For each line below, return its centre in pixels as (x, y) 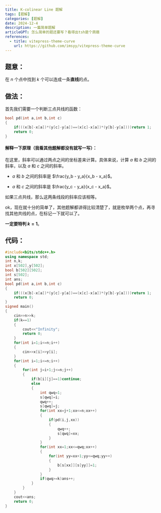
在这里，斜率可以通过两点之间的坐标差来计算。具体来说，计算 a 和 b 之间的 (80, 159)
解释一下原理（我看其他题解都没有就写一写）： (51, 148)
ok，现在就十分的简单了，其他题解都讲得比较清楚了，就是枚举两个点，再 (78, 207)
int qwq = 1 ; (51, 393)
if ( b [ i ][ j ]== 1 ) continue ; (56, 379)
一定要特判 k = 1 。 (24, 224)
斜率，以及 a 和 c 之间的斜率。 (36, 166)
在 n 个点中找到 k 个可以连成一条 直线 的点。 (48, 79)
